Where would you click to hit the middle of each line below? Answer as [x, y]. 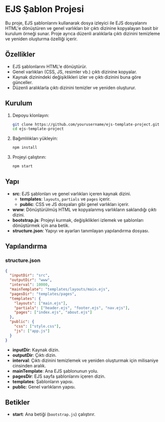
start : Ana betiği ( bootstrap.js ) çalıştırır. [54, 415]
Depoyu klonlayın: [31, 115]
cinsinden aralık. [29, 366]
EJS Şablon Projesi [44, 9]
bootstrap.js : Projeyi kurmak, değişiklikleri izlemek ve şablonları [78, 220]
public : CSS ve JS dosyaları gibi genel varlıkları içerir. [75, 204]
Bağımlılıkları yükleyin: [35, 138]
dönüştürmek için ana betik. [41, 225]
